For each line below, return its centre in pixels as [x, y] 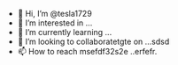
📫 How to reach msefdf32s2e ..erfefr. [87, 51]
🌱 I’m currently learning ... [65, 32]
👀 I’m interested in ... [55, 23]
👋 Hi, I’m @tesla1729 [55, 14]
